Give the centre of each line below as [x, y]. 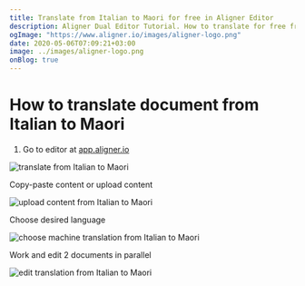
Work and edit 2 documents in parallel [80, 254]
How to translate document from [134, 105]
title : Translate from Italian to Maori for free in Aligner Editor [142, 18]
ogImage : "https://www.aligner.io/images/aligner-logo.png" [126, 35]
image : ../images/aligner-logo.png [77, 52]
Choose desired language [58, 220]
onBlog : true [34, 60]
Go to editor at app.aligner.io [76, 149]
